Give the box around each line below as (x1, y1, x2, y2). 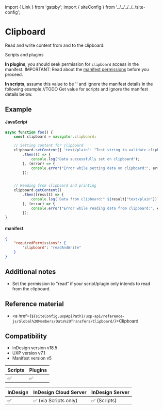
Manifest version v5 (12, 355, 52, 361)
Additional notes (5, 267, 56, 276)
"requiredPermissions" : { (14, 241, 66, 246)
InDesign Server (91, 389, 130, 396)
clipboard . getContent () (14, 188, 62, 193)
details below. (5, 91, 33, 97)
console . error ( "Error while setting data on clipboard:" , (31, 165, 151, 171)
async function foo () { (5, 130, 53, 135)
